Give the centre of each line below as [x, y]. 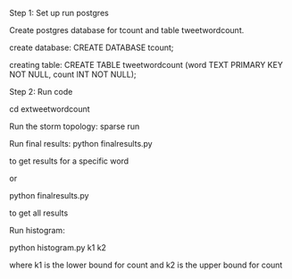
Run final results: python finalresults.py [81, 144]
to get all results [39, 213]
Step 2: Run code [41, 92]
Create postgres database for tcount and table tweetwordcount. [127, 30]
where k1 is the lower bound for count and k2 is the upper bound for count [146, 265]
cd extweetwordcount [50, 109]
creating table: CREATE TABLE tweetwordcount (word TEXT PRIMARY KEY [146, 65]
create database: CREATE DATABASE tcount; [92, 47]
